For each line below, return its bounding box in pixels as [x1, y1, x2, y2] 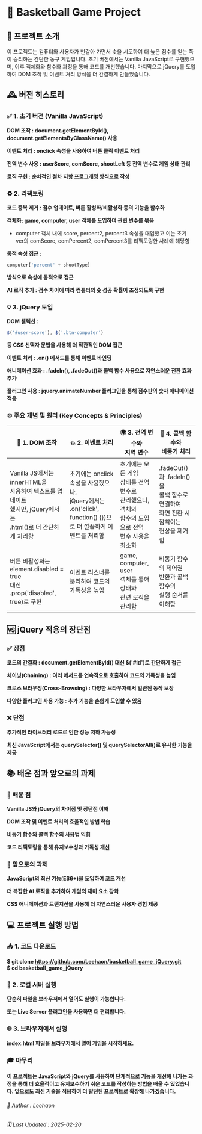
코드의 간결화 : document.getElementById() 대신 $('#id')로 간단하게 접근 [7, 659, 182, 666]
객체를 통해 [120, 575, 150, 583]
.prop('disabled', [10, 589, 56, 598]
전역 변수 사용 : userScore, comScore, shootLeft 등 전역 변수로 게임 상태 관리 [7, 160, 191, 167]
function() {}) [69, 513, 107, 522]
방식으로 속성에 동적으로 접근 [7, 273, 74, 280]
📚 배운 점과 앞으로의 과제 [7, 768, 95, 778]
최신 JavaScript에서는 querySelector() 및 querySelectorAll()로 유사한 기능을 [7, 742, 192, 749]
